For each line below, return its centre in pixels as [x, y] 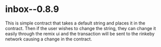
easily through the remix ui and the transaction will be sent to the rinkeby [80, 33]
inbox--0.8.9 [32, 9]
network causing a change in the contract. [49, 39]
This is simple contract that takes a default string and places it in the [75, 23]
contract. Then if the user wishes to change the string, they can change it [80, 28]
